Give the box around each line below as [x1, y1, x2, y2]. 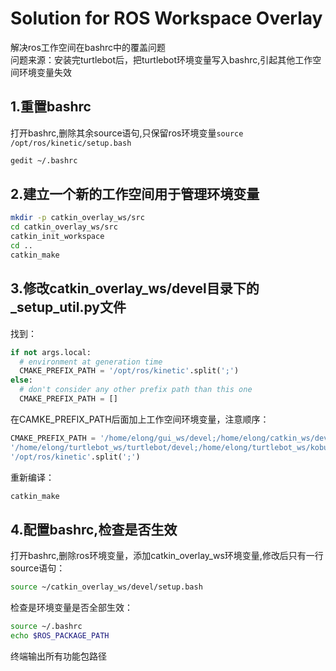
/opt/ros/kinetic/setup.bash [10, 138, 132, 148]
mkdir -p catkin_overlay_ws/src [10, 213, 145, 223]
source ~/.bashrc [10, 622, 83, 632]
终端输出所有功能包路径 [10, 650, 107, 662]
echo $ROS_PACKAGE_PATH [10, 630, 110, 641]
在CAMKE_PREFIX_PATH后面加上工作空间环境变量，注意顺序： [10, 413, 270, 425]
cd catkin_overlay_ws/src [10, 222, 118, 232]
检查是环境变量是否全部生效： [10, 602, 133, 614]
